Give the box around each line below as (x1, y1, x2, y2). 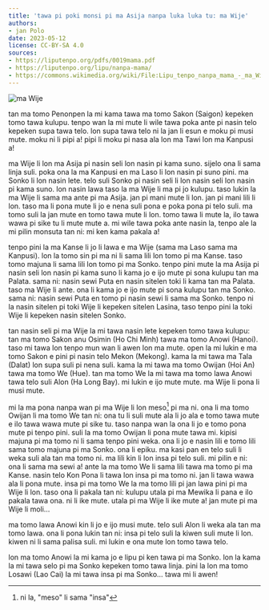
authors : (8, 19, 38, 27)
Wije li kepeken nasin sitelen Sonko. (8, 310, 126, 320)
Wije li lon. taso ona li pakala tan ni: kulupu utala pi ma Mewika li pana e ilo (8, 487, 254, 497)
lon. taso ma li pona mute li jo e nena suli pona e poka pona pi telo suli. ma (8, 201, 253, 211)
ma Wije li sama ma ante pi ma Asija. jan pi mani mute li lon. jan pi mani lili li (8, 192, 256, 202)
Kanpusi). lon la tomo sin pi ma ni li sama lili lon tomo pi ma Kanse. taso (8, 250, 243, 261)
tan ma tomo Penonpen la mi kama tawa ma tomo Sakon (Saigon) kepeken (8, 109, 254, 119)
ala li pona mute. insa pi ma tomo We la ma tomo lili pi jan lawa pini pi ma (8, 479, 247, 489)
